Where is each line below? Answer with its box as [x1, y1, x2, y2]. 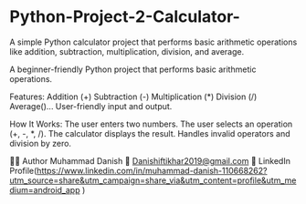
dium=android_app [9, 184, 80, 195]
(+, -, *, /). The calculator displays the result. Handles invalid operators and [9, 127, 290, 138]
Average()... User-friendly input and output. [9, 100, 173, 111]
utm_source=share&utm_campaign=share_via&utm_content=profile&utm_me [9, 175, 297, 186]
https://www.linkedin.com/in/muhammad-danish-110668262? [36, 165, 268, 176]
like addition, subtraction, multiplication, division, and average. [9, 46, 245, 56]
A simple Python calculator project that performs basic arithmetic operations [9, 36, 298, 47]
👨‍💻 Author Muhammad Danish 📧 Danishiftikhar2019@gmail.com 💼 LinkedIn [9, 155, 290, 166]
